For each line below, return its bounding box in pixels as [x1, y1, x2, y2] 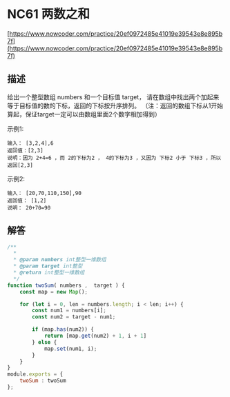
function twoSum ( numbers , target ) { [7, 282, 126, 289]
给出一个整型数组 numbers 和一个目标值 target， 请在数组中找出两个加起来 [7, 92, 220, 101]
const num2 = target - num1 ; [32, 314, 116, 320]
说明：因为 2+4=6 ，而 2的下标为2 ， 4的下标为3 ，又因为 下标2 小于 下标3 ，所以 [7, 154, 222, 161]
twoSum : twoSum [19, 377, 67, 385]
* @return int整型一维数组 [13, 269, 85, 276]
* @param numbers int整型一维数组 [13, 256, 106, 263]
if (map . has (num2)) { [32, 326, 95, 333]
